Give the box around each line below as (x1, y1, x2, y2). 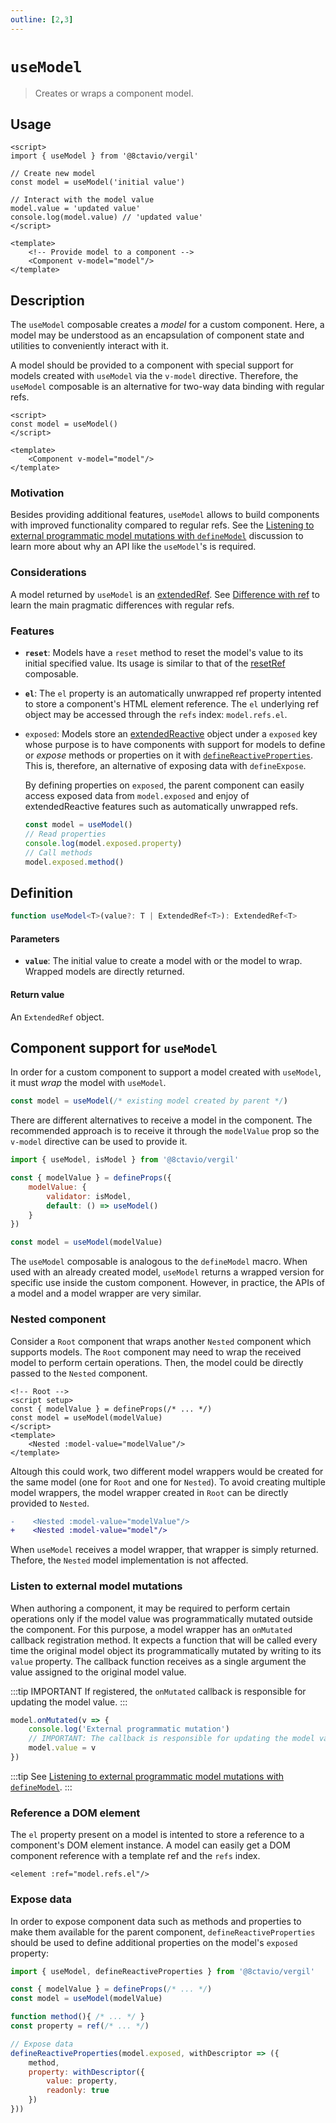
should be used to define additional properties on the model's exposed (10, 1936, 298, 1948)
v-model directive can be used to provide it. (10, 1136, 188, 1148)
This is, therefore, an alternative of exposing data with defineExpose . (24, 760, 307, 772)
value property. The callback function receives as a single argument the (10, 1655, 307, 1667)
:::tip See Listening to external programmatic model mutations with (10, 1770, 285, 1782)
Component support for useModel (10, 1039, 218, 1056)
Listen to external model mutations (10, 1579, 183, 1593)
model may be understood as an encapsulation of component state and (10, 329, 305, 341)
